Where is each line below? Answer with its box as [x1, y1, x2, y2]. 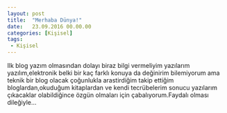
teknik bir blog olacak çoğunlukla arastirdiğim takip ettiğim [7, 76, 174, 84]
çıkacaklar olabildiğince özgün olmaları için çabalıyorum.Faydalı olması [7, 91, 210, 99]
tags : [7, 36, 23, 43]
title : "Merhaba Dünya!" [7, 17, 82, 24]
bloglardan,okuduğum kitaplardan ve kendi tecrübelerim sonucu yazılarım [7, 84, 217, 92]
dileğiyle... [7, 98, 37, 106]
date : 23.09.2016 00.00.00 [7, 23, 92, 30]
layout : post [7, 10, 45, 17]
